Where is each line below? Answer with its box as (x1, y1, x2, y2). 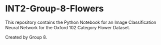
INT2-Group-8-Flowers (5, 3, 104, 14)
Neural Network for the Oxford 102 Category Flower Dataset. (5, 24, 130, 30)
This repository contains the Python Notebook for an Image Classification (5, 19, 156, 25)
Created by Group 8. (5, 34, 47, 40)
